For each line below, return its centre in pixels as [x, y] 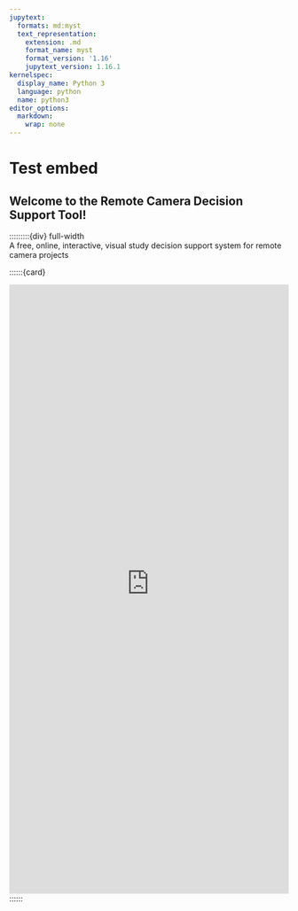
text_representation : [57, 34]
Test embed [54, 168]
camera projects [39, 255]
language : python [49, 91]
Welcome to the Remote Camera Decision [126, 201]
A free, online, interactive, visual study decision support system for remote [145, 245]
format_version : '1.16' [69, 58]
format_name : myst [59, 51]
